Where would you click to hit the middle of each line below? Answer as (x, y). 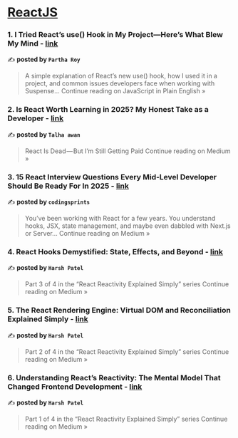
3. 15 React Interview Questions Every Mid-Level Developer (112, 177)
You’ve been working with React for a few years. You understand (120, 219)
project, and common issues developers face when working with (120, 83)
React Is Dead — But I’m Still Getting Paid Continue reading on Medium (128, 151)
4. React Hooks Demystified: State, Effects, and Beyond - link (115, 252)
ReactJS (33, 12)
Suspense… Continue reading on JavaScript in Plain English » (115, 91)
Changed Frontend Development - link (75, 387)
